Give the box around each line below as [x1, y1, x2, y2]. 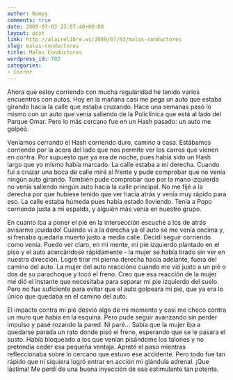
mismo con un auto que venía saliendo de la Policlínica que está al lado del [7, 109, 221, 118]
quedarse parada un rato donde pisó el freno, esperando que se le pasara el [7, 328, 226, 336]
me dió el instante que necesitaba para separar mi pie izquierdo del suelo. [7, 277, 219, 285]
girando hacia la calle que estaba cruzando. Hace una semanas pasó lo [7, 102, 212, 111]
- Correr [7, 68, 33, 75]
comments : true [7, 17, 51, 24]
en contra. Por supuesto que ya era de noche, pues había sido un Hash [7, 152, 211, 161]
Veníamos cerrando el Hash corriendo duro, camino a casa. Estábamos [7, 138, 211, 146]
